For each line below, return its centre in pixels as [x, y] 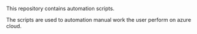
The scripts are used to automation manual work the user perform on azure [99, 20]
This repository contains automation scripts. [60, 8]
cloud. [14, 26]
